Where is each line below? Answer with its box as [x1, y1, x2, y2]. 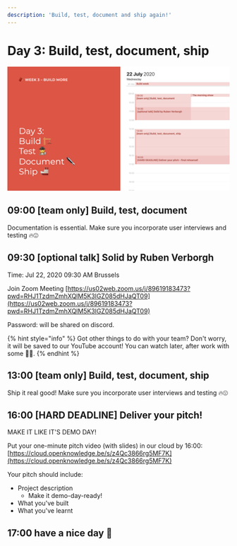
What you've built [17, 499, 69, 508]
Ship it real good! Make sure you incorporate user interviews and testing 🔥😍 [7, 388, 229, 397]
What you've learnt [17, 506, 73, 515]
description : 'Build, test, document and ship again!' [7, 11, 172, 18]
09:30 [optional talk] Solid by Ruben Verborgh [7, 251, 214, 264]
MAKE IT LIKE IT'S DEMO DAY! [7, 428, 97, 437]
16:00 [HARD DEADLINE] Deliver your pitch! [7, 409, 203, 421]
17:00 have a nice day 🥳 [7, 527, 113, 539]
